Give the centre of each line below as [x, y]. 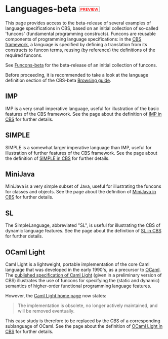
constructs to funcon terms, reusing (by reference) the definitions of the [80, 50]
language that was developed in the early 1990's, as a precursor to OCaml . [83, 270]
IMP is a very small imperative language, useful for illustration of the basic [82, 108]
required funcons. [24, 55]
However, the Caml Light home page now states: [56, 296]
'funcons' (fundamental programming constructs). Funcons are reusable [80, 33]
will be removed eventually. [46, 311]
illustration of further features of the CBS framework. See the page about [81, 153]
